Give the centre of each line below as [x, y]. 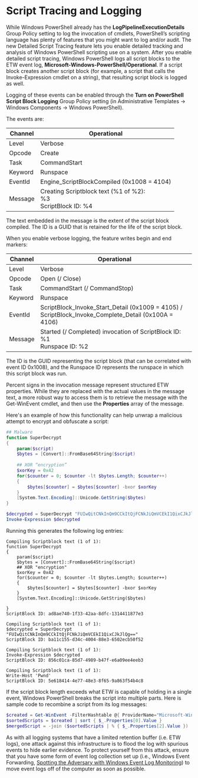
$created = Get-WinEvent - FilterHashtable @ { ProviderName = [82, 715]
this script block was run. [37, 373]
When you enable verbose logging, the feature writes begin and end [89, 238]
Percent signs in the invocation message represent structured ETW [88, 385]
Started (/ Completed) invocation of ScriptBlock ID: [111, 331]
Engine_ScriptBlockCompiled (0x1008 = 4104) [106, 182]
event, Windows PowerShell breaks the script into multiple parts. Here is [94, 698]
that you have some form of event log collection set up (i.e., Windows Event [98, 756]
